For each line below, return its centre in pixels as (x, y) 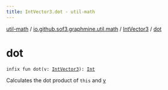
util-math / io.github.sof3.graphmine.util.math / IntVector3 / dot (84, 29)
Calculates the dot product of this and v (56, 80)
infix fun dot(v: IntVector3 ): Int (51, 69)
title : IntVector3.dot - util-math (51, 12)
